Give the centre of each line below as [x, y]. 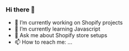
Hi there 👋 [21, 10]
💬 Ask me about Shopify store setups [61, 35]
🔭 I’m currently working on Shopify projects [68, 23]
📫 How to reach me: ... [43, 42]
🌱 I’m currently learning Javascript [57, 29]
